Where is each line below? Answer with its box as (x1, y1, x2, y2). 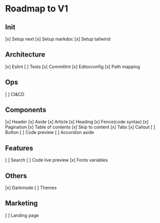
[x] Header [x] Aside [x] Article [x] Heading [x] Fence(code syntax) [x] (5, 119, 149, 125)
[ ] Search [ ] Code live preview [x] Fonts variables (5, 157, 108, 163)
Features (5, 144, 33, 152)
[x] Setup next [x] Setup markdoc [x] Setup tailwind (5, 36, 111, 42)
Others (5, 171, 27, 180)
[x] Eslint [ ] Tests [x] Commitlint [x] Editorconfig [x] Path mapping (5, 63, 140, 70)
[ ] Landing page (5, 212, 39, 218)
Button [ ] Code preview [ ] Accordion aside (5, 129, 94, 135)
